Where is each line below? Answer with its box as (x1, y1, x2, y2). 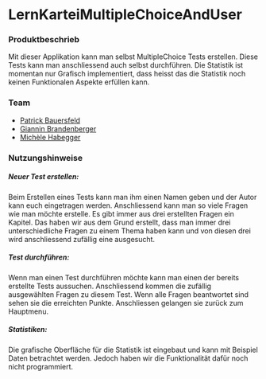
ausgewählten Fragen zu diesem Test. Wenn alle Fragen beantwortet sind (8, 289, 249, 299)
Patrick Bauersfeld (19, 115, 81, 125)
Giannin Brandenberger (19, 123, 97, 133)
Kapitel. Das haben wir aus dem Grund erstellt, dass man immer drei (8, 217, 231, 227)
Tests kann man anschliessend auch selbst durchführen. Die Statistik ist (8, 61, 244, 70)
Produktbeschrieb (8, 34, 80, 45)
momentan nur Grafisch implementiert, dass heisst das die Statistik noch (8, 69, 246, 79)
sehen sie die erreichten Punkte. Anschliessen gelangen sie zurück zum (8, 298, 244, 307)
